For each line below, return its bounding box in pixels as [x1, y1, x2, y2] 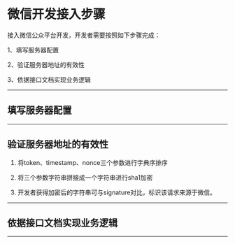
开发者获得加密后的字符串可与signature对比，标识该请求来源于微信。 [17, 188, 217, 196]
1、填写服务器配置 [7, 45, 59, 54]
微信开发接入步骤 [7, 6, 106, 22]
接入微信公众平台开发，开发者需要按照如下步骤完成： [7, 31, 161, 39]
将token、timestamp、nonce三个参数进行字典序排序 [17, 158, 168, 166]
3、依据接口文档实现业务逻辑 [7, 75, 91, 84]
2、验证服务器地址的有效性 [7, 60, 85, 69]
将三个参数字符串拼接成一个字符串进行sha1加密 [17, 173, 153, 182]
